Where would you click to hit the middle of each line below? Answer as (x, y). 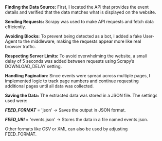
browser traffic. (20, 46)
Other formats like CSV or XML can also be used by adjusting (66, 129)
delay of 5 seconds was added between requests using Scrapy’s (70, 61)
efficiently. (16, 27)
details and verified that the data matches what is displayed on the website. (81, 12)
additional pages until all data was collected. (49, 86)
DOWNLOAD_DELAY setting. (34, 66)
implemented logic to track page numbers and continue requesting (72, 81)
